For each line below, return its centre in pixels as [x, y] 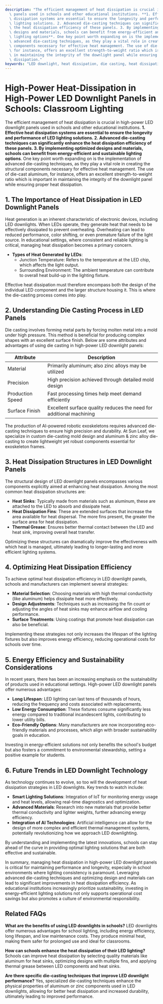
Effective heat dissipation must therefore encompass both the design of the [81, 285]
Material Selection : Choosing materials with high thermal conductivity [82, 593]
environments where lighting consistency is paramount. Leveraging [72, 872]
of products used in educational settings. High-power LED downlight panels [81, 684]
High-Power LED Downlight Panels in [81, 98]
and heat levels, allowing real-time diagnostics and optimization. [76, 802]
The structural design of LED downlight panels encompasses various [74, 481]
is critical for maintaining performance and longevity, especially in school [78, 867]
